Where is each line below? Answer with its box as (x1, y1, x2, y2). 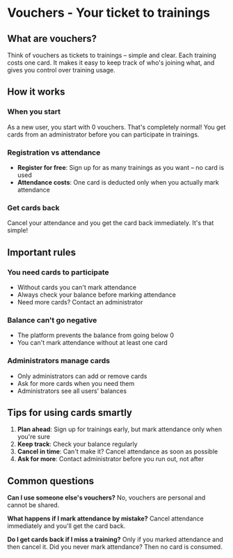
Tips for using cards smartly (7, 406, 132, 419)
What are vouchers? (7, 33, 97, 45)
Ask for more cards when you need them (17, 379, 135, 387)
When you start (7, 107, 61, 116)
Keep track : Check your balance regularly (17, 440, 138, 449)
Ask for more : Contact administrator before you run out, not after (17, 455, 204, 463)
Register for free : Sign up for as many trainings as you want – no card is (17, 163, 225, 171)
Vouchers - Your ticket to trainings (7, 5, 211, 21)
